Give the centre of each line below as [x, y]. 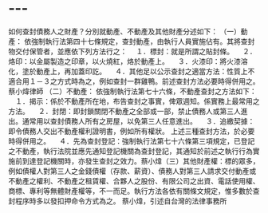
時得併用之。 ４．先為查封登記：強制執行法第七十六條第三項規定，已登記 [132, 141]
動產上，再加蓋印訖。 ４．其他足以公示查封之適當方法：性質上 [142, 71]
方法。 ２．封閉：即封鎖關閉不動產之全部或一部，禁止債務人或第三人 [124, 111]
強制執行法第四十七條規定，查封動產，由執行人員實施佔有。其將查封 [143, 41]
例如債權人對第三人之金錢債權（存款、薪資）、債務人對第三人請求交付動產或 [132, 171]
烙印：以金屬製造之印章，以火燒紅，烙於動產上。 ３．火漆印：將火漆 [124, 61]
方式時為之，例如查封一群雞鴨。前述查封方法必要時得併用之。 [158, 81]
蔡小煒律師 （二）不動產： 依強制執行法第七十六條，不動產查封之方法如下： [132, 91]
